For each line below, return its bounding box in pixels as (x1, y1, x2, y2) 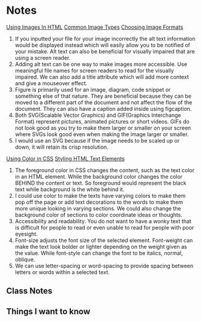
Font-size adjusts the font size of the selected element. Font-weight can (14, 236, 193, 243)
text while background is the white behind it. (14, 185, 125, 192)
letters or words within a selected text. (14, 268, 110, 276)
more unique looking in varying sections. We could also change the (14, 204, 181, 212)
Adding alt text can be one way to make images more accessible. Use (14, 61, 188, 68)
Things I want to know (6, 306, 91, 317)
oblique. (14, 255, 35, 263)
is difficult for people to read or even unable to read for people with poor (14, 224, 194, 231)
